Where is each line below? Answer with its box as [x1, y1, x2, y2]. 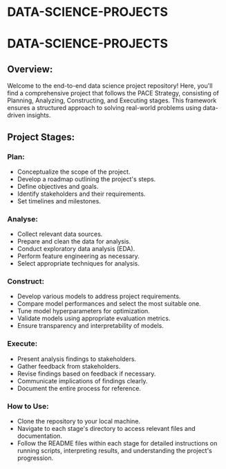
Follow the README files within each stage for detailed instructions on [17, 439, 218, 448]
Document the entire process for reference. [17, 384, 142, 392]
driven [7, 111, 26, 120]
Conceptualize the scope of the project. [17, 167, 131, 176]
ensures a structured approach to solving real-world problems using [7, 104, 202, 112]
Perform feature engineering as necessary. [17, 252, 140, 260]
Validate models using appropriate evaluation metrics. [17, 314, 171, 322]
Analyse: [7, 214, 38, 223]
